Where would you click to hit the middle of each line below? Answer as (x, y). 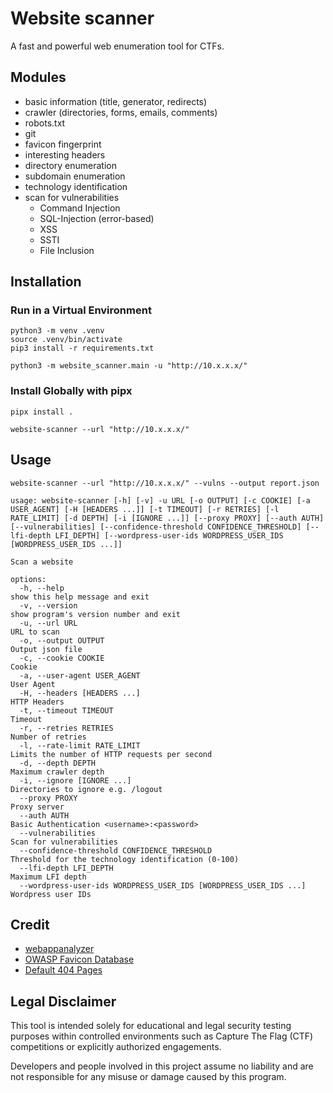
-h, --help (42, 588)
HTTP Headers (37, 702)
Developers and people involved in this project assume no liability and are (162, 1066)
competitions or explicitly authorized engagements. (116, 1047)
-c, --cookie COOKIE (62, 658)
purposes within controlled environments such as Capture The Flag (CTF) (162, 1036)
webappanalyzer (59, 949)
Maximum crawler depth (57, 772)
